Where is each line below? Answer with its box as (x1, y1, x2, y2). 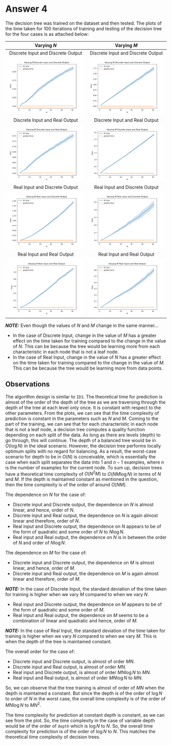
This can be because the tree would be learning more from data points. (12, 365, 163, 371)
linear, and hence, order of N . (12, 507, 75, 513)
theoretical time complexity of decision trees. (5, 734, 101, 740)
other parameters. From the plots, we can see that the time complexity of (5, 410, 160, 416)
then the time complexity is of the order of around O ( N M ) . (5, 482, 127, 488)
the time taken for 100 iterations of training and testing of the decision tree (5, 25, 162, 31)
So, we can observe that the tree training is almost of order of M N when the (5, 685, 165, 691)
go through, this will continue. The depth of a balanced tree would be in (5, 437, 156, 443)
